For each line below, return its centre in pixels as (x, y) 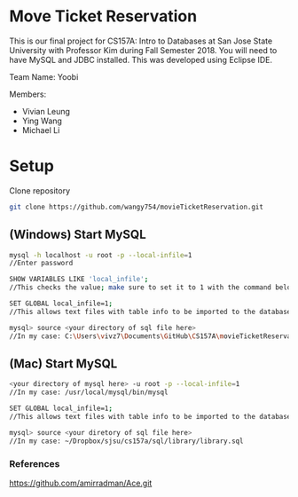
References (35, 463)
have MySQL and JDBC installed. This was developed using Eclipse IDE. (141, 59)
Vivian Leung (46, 111)
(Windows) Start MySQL (78, 235)
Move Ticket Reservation (103, 16)
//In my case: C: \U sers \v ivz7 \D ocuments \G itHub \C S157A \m (117, 336)
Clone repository (40, 190)
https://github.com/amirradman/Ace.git (81, 483)
